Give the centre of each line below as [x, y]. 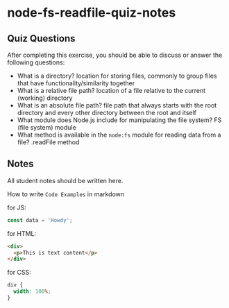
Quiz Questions [41, 38]
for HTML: [22, 233]
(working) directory [45, 98]
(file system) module [46, 127]
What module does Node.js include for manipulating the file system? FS [119, 120]
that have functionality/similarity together [76, 83]
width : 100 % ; [32, 292]
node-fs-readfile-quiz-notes [92, 13]
